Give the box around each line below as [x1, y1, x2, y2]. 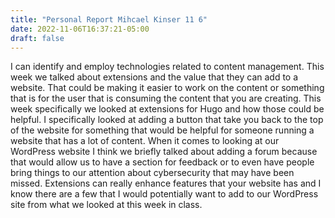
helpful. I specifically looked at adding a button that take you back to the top [10, 114, 324, 126]
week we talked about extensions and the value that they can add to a [10, 71, 299, 83]
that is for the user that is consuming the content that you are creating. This [10, 92, 322, 105]
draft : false [10, 33, 65, 43]
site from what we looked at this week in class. [10, 199, 203, 211]
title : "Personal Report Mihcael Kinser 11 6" [10, 14, 208, 25]
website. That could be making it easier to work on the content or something [10, 82, 325, 94]
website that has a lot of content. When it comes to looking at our [10, 135, 280, 147]
